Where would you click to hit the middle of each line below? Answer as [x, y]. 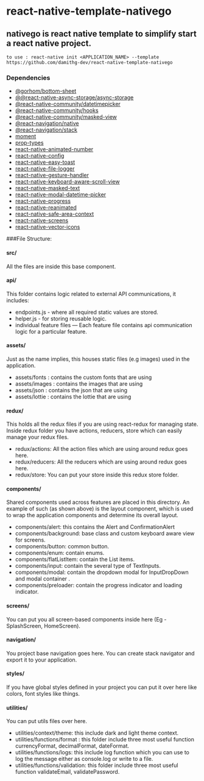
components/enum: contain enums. [60, 553]
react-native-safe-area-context [55, 214]
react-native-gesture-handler [52, 175]
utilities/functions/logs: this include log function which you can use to [102, 752]
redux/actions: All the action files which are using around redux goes [101, 449]
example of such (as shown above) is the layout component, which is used [100, 509]
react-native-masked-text [47, 188]
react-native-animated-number [54, 149]
